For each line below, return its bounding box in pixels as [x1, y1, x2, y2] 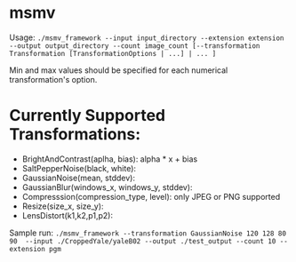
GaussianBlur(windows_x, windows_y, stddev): [21, 181, 193, 193]
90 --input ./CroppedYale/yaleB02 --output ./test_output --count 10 [9, 236, 276, 246]
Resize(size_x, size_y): [21, 201, 104, 211]
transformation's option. [9, 74, 98, 84]
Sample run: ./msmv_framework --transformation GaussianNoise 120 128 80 [9, 227, 287, 238]
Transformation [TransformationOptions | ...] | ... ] [9, 49, 217, 58]
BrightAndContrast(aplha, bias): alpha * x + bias [21, 154, 198, 164]
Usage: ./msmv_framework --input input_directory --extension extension [9, 32, 284, 43]
